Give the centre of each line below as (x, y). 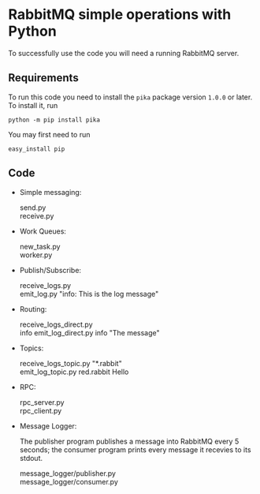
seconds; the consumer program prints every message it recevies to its (135, 449)
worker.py (36, 255)
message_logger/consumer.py (69, 481)
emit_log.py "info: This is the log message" (89, 294)
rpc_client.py (41, 410)
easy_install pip (37, 149)
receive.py (37, 215)
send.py (33, 208)
